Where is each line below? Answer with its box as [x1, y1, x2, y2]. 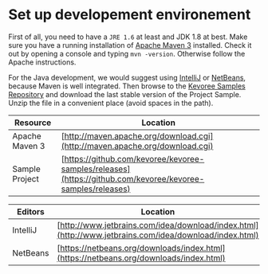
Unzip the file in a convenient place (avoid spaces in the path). [8, 98, 214, 108]
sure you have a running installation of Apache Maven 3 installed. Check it [8, 40, 252, 49]
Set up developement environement [8, 6, 251, 24]
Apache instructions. [8, 57, 77, 67]
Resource [14, 117, 52, 128]
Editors [17, 205, 45, 217]
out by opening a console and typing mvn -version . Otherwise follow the [8, 49, 246, 58]
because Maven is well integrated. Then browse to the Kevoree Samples [8, 81, 246, 91]
